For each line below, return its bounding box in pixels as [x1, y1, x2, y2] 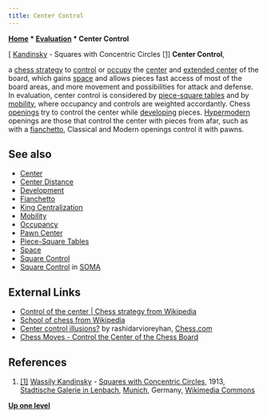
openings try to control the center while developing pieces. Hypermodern [8, 107, 250, 117]
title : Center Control [8, 11, 84, 20]
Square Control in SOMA [19, 262, 102, 272]
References [8, 356, 67, 369]
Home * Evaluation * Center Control [8, 34, 130, 43]
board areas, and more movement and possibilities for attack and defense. [8, 82, 253, 91]
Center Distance [19, 177, 74, 187]
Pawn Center [19, 228, 63, 238]
